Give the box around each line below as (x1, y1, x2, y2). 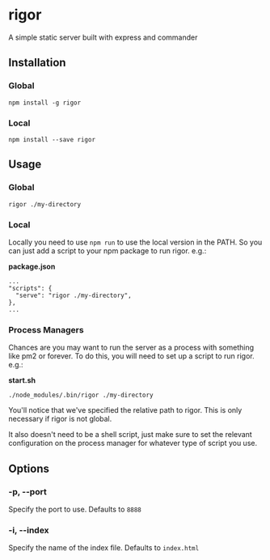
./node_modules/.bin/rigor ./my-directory (8, 391, 154, 400)
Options (8, 461, 50, 475)
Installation (8, 56, 66, 70)
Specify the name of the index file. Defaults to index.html (8, 543, 200, 553)
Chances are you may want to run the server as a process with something (8, 342, 255, 353)
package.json (8, 261, 56, 271)
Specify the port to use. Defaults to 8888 (8, 504, 141, 514)
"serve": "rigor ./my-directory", (15, 291, 132, 299)
